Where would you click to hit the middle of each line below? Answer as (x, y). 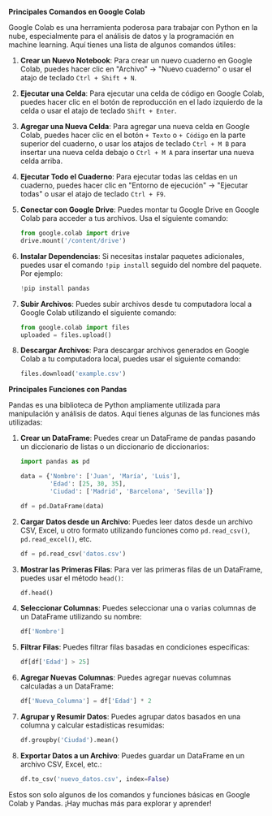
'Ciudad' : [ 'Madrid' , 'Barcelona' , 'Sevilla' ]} (132, 491)
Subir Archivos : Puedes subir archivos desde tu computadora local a (136, 304)
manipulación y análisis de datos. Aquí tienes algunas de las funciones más (134, 414)
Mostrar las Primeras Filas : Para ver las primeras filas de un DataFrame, (141, 569)
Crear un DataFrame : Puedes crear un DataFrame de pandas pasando (138, 438)
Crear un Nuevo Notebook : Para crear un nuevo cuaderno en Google (136, 60)
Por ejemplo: (41, 273)
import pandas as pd (55, 462)
